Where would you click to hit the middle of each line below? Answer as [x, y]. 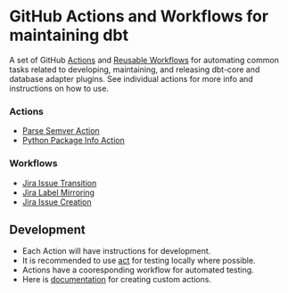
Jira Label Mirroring [58, 192]
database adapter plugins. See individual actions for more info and [132, 78]
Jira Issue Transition [59, 183]
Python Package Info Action [73, 141]
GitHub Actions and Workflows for [139, 16]
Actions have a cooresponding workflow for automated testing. [138, 270]
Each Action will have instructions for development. [116, 251]
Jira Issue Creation [57, 201]
